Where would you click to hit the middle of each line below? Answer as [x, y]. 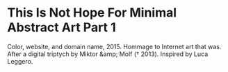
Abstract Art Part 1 [62, 27]
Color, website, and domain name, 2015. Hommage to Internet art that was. [114, 46]
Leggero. [20, 61]
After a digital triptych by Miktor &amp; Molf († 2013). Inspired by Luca [108, 54]
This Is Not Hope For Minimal [92, 13]
